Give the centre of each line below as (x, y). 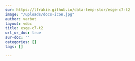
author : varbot (21, 19)
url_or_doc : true (23, 33)
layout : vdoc (19, 24)
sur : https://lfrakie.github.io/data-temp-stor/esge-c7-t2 (68, 10)
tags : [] (14, 47)
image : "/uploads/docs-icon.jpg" (40, 14)
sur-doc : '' (17, 38)
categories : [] (21, 42)
